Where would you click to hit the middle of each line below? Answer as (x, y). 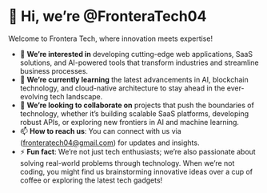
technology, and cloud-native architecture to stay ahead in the (122, 88)
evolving (34, 96)
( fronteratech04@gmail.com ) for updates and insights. (110, 143)
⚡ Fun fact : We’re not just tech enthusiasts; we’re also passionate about (137, 151)
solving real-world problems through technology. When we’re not (127, 163)
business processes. (54, 70)
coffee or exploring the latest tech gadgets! (91, 180)
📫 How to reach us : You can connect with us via (100, 131)
